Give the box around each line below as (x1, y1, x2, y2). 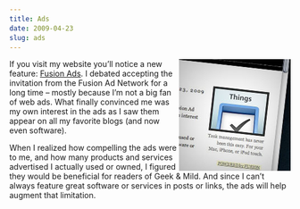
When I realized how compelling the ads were (9, 143, 177, 154)
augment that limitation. (9, 190, 96, 201)
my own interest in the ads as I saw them (9, 106, 160, 117)
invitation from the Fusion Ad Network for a (9, 78, 168, 88)
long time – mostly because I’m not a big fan (9, 88, 172, 98)
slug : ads (9, 33, 46, 42)
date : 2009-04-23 (9, 23, 74, 33)
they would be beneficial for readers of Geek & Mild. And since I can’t (9, 171, 265, 182)
